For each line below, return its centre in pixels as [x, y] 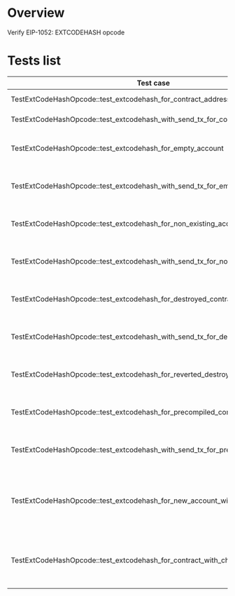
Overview [36, 13]
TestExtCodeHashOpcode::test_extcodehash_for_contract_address [121, 99]
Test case [153, 83]
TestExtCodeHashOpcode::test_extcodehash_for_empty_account [117, 148]
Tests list [34, 61]
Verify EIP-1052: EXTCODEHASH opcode [66, 32]
